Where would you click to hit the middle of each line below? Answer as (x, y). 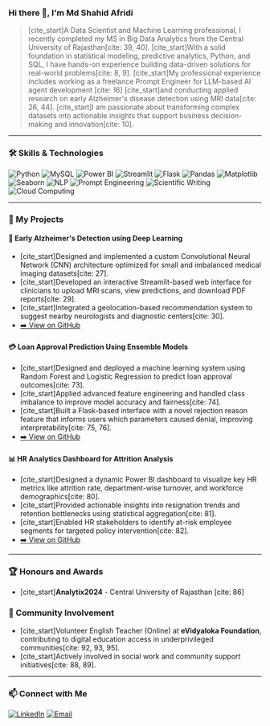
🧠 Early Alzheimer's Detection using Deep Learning (96, 238)
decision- (227, 116)
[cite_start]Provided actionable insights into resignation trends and (130, 505)
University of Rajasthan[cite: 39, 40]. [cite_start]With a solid (127, 47)
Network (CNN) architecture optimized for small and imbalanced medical (140, 265)
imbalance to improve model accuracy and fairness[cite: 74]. (120, 402)
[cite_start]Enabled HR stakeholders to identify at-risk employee (126, 523)
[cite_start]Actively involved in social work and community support (130, 656)
